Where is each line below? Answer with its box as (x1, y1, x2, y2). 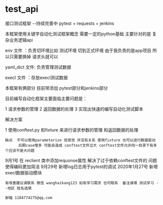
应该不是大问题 (8, 148, 35, 153)
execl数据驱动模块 (5, 170, 42, 175)
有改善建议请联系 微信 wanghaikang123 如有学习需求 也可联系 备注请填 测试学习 (5, 180, 154, 185)
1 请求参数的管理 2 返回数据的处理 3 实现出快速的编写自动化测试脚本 (5, 106, 144, 112)
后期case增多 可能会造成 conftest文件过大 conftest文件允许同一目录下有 (18, 143, 154, 148)
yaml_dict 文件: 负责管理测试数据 (5, 64, 71, 70)
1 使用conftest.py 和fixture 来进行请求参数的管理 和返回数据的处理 (5, 127, 139, 133)
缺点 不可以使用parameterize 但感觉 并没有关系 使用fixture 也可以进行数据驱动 (5, 137, 156, 142)
